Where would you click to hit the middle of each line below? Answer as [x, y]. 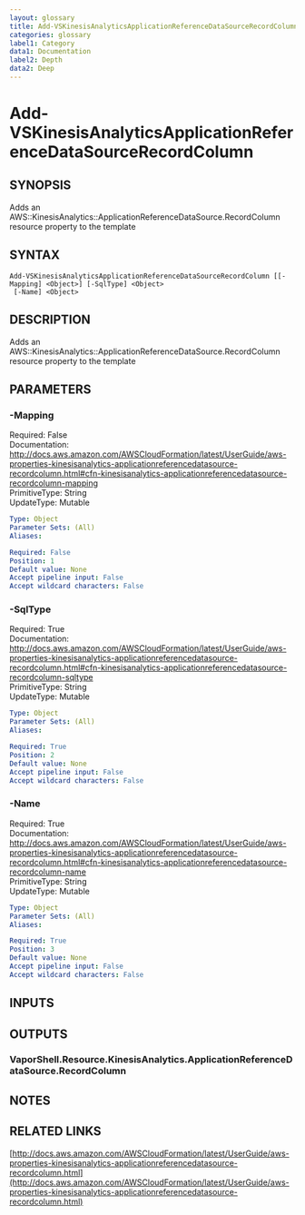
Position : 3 [32, 950]
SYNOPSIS [40, 186]
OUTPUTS [39, 1034]
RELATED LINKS [55, 1131]
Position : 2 [32, 755]
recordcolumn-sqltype [51, 677]
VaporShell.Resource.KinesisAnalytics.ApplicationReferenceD [151, 1060]
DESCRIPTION [50, 320]
